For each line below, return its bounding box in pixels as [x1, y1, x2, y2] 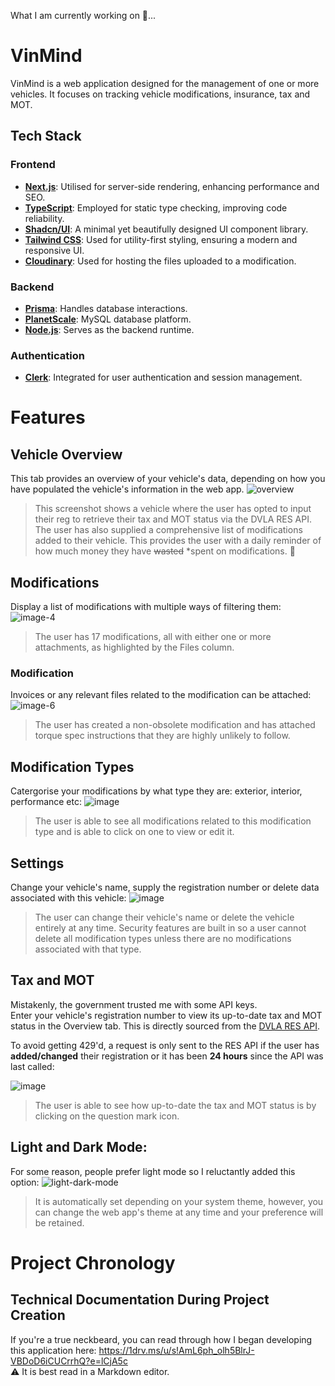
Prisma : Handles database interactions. [24, 302, 188, 314]
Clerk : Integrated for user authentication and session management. [24, 371, 303, 384]
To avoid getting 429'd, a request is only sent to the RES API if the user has [10, 1039, 320, 1051]
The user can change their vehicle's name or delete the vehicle [34, 911, 295, 923]
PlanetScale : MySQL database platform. [24, 313, 192, 325]
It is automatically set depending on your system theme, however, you [34, 1195, 324, 1207]
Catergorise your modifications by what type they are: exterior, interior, [10, 785, 303, 797]
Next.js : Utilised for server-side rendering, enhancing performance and [24, 180, 320, 192]
